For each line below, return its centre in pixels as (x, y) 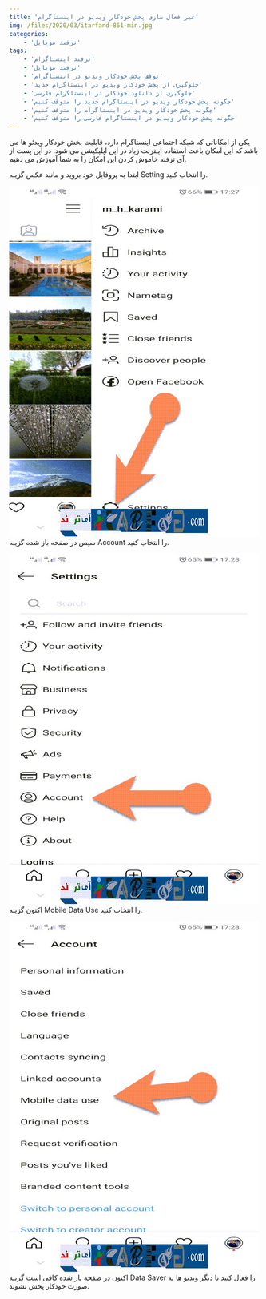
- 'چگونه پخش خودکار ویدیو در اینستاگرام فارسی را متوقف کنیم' (131, 119)
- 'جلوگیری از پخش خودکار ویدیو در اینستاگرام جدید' (113, 84)
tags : (18, 51)
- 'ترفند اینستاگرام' (59, 59)
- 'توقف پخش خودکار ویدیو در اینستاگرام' (93, 76)
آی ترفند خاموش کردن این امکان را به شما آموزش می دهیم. (98, 159)
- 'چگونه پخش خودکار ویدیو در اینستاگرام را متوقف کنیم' (120, 110)
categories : (29, 34)
